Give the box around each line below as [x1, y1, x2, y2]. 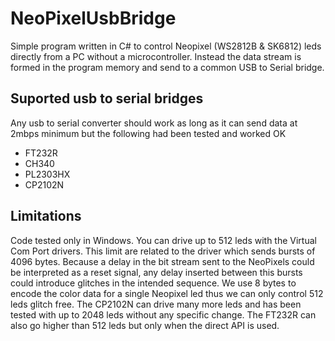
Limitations [10, 208, 82, 225]
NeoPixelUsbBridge [10, 7, 177, 30]
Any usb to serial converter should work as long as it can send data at [10, 117, 298, 129]
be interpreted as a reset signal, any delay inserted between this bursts [10, 266, 303, 278]
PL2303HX [24, 168, 71, 180]
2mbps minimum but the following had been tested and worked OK [10, 127, 287, 139]
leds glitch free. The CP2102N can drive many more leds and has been [10, 298, 302, 310]
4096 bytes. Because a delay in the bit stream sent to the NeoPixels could [10, 255, 315, 267]
